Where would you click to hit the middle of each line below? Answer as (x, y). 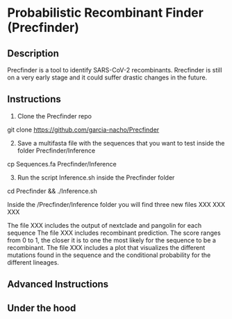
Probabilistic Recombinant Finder (105, 13)
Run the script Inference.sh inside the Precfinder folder (96, 177)
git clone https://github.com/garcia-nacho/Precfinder (83, 130)
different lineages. (33, 262)
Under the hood (42, 308)
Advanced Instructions (58, 285)
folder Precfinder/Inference (56, 150)
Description (33, 53)
